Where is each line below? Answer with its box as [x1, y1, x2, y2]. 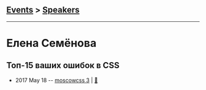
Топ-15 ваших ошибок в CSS [6, 60, 120, 71]
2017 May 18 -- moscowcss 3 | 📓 [15, 76, 98, 84]
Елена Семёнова [6, 36, 97, 50]
